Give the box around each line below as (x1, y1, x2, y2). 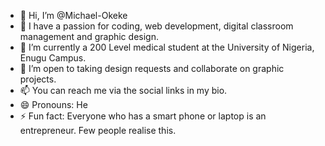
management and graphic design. (19, 31, 159, 42)
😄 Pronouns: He (19, 99, 88, 110)
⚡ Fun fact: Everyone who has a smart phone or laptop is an (19, 110, 267, 122)
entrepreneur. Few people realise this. (19, 125, 177, 136)
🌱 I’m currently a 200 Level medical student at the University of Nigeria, (19, 41, 315, 53)
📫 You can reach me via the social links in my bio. (19, 85, 228, 96)
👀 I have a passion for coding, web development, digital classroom (19, 20, 294, 32)
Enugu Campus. (19, 52, 87, 64)
